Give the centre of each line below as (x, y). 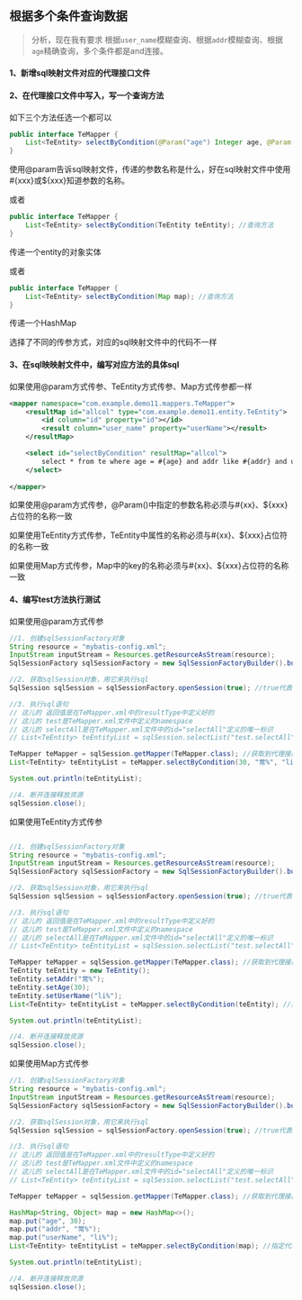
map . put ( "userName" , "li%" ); (64, 1238)
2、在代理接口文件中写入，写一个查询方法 (87, 95)
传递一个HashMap (43, 323)
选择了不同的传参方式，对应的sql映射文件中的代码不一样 (113, 342)
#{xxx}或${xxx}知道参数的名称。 (70, 181)
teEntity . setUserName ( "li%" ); (66, 995)
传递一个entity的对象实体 (55, 251)
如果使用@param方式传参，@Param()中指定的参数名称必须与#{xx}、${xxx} (149, 505)
